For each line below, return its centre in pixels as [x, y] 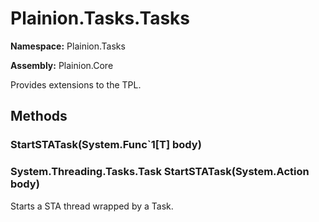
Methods [39, 116]
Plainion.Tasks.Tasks [100, 18]
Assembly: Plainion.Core [62, 65]
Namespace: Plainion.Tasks [68, 46]
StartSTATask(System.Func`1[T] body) [106, 145]
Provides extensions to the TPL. [76, 84]
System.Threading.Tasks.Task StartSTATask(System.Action [160, 172]
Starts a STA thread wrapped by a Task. [92, 206]
